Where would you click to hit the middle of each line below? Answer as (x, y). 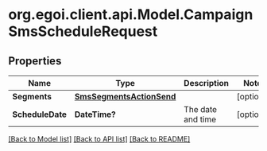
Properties (35, 61)
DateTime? (95, 114)
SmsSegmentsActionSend (125, 97)
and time (200, 119)
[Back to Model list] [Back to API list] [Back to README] (99, 139)
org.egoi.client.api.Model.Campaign (131, 15)
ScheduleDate (40, 114)
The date (200, 109)
